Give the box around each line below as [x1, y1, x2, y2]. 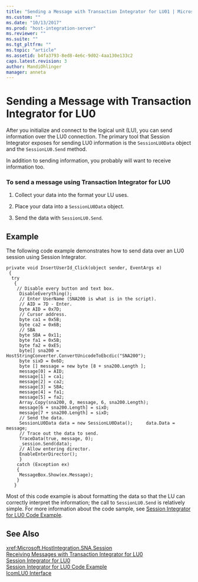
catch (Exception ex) [16, 462, 70, 468]
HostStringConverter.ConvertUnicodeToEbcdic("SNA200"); [6, 353, 146, 359]
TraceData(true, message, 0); [19, 436, 94, 442]
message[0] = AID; [19, 368, 65, 374]
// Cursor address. [19, 312, 67, 318]
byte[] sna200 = [19, 348, 60, 354]
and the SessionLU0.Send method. [6, 145, 87, 153]
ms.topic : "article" [6, 47, 57, 53]
